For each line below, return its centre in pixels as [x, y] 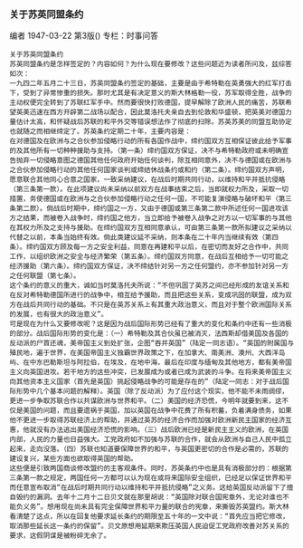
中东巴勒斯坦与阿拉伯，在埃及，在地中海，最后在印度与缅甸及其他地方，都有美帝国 [161, 363]
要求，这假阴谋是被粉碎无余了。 [60, 536]
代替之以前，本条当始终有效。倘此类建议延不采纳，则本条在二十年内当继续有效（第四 [144, 237]
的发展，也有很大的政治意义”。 [59, 314]
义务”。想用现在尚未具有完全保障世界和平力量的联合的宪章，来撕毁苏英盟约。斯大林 [156, 507]
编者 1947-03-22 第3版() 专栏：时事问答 [84, 36]
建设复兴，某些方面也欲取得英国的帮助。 [73, 459]
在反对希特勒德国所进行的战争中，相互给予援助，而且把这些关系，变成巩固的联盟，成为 [147, 295]
